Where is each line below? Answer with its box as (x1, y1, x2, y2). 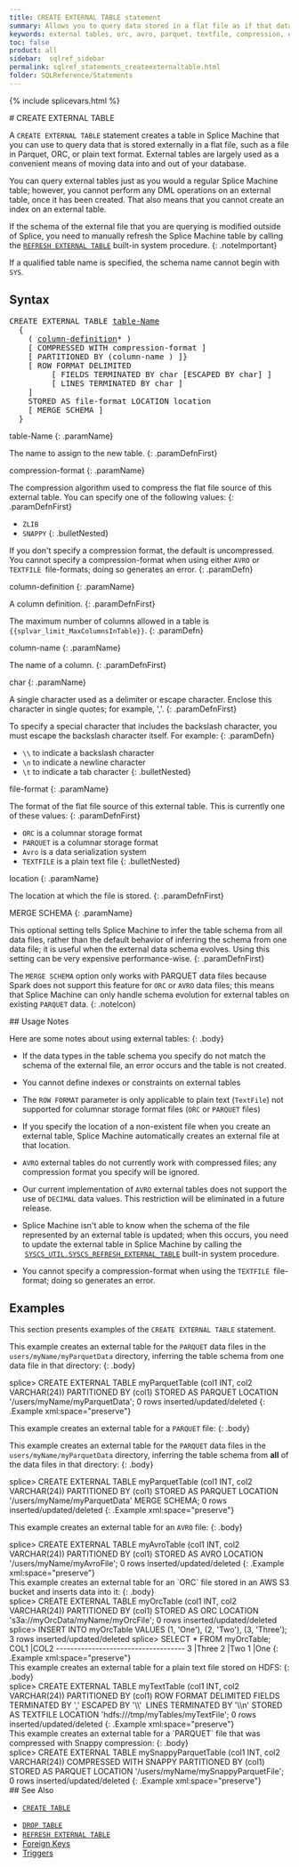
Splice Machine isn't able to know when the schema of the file (21, 1219, 251, 1230)
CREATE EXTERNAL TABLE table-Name (9, 316, 160, 326)
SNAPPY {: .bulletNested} (21, 527, 109, 538)
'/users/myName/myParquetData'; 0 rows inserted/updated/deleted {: (9, 1396, 265, 1407)
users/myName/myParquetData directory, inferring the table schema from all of (9, 1450, 289, 1461)
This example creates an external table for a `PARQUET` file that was (9, 1728, 261, 1739)
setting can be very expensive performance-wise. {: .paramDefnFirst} (9, 953, 265, 963)
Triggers (21, 1847, 53, 1859)
